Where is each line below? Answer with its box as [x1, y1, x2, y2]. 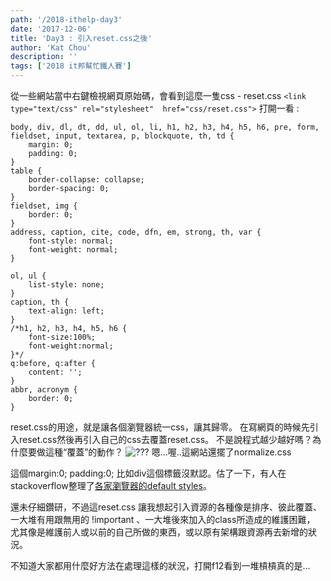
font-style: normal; [28, 236, 114, 246]
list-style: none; [28, 280, 105, 290]
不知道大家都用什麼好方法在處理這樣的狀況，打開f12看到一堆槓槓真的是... [10, 560, 311, 571]
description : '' [10, 52, 78, 62]
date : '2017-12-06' [10, 24, 92, 34]
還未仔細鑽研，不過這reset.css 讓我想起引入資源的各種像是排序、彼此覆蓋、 [10, 501, 323, 513]
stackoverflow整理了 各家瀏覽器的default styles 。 [10, 480, 212, 491]
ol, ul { [10, 271, 47, 281]
